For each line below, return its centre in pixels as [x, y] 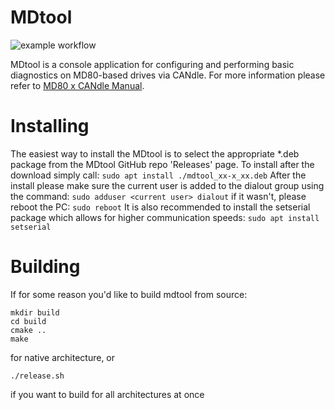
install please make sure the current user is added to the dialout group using [167, 185]
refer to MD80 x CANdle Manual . [77, 85]
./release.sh [37, 376]
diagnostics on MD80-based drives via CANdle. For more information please [168, 75]
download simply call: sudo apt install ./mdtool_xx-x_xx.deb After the [158, 175]
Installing [50, 126]
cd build [28, 321]
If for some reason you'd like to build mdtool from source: [129, 294]
